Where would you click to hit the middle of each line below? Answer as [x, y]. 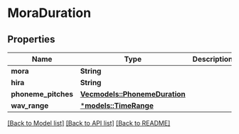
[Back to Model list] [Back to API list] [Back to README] [89, 123]
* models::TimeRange [117, 106]
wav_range [30, 106]
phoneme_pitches [42, 94]
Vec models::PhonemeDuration [133, 94]
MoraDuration [49, 13]
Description [213, 59]
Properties [31, 39]
